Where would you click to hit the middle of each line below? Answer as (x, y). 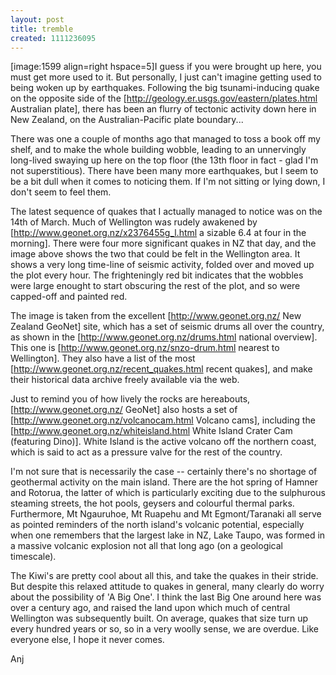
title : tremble (42, 29)
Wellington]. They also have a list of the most (103, 358)
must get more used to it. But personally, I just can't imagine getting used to (166, 77)
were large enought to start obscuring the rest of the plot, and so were (155, 286)
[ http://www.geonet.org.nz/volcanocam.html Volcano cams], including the (163, 420)
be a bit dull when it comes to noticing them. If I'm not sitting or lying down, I (168, 182)
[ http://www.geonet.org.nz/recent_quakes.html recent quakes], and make (161, 369)
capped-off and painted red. (69, 297)
